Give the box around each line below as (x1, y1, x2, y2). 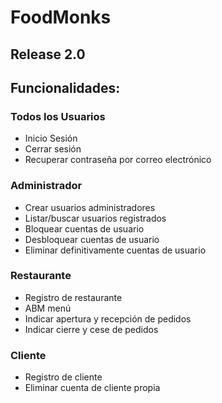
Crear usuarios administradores (24, 201, 156, 213)
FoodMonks (10, 6, 112, 29)
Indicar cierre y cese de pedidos (24, 323, 159, 335)
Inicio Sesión (24, 132, 78, 145)
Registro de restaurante (24, 291, 123, 303)
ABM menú (24, 302, 72, 314)
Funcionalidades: (10, 79, 121, 96)
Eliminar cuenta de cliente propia (24, 382, 161, 394)
